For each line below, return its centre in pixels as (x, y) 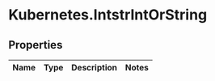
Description (94, 68)
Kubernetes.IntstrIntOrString (108, 15)
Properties (36, 45)
